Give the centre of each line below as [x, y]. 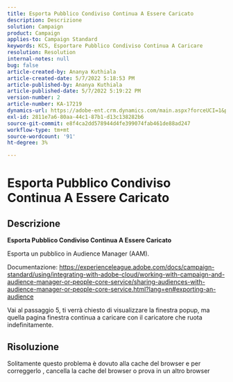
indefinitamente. [31, 325]
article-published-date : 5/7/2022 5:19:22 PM [74, 91]
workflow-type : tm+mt [38, 130]
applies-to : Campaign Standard [52, 40]
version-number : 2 [34, 98]
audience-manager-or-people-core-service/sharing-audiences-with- [106, 282]
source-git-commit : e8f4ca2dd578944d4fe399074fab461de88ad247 [99, 123]
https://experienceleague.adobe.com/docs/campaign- [137, 267]
